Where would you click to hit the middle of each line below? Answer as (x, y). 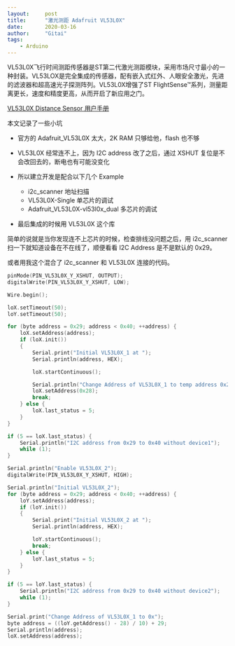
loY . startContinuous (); (67, 540)
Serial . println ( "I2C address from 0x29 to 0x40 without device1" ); (120, 443)
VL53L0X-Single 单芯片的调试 (71, 200)
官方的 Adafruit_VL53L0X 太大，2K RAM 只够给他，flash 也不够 (108, 138)
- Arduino (34, 46)
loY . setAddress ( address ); (58, 501)
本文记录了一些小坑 (35, 123)
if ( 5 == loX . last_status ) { (50, 436)
